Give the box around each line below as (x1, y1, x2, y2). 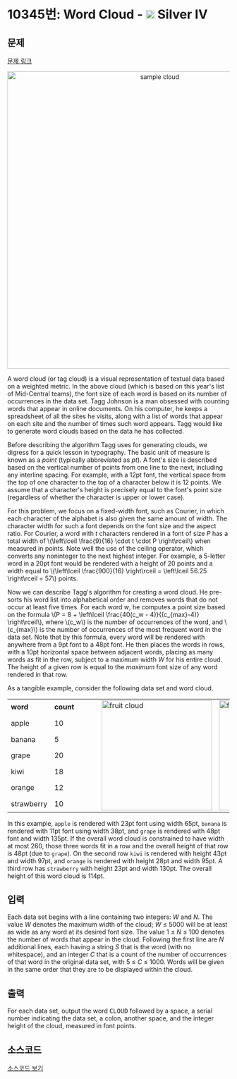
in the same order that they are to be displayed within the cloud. (7, 965, 193, 974)
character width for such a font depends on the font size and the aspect (7, 522, 217, 530)
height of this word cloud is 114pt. (7, 872, 105, 880)
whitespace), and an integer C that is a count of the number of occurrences (7, 950, 227, 959)
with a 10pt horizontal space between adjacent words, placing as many (7, 648, 214, 656)
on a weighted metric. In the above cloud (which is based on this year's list (7, 382, 224, 390)
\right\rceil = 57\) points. (7, 574, 79, 583)
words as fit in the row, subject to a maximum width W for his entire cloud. (7, 655, 223, 664)
